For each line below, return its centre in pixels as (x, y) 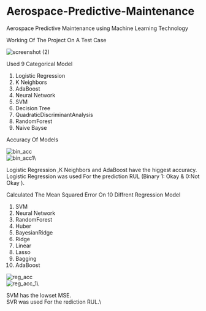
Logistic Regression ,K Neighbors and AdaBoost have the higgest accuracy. (102, 170)
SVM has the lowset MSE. (39, 295)
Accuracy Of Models (32, 140)
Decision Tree (33, 108)
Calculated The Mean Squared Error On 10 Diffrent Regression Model (93, 195)
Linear (23, 245)
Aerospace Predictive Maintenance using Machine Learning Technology (97, 28)
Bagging (26, 258)
